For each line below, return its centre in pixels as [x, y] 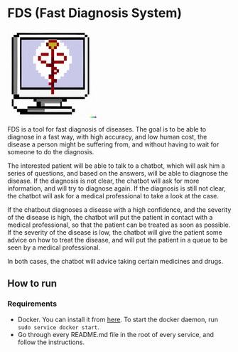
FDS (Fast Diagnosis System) [95, 13]
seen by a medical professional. [54, 247]
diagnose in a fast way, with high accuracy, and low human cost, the [107, 137]
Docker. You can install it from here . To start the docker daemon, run [118, 319]
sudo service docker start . [58, 327]
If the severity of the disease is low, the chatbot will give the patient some [115, 232]
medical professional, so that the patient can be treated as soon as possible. [119, 225]
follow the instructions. [51, 342]
